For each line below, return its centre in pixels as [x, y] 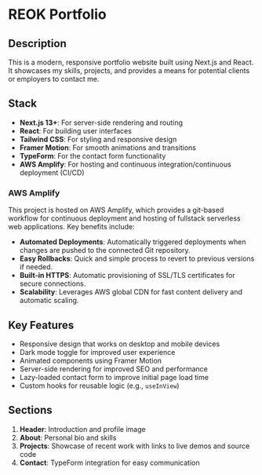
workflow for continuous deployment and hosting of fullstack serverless [124, 218]
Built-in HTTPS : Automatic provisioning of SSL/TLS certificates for [127, 276]
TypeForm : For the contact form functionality [93, 155]
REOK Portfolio [58, 15]
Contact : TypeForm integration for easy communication [109, 462]
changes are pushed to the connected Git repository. [105, 250]
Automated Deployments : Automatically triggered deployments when [133, 242]
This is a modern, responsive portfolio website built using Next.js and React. [131, 62]
